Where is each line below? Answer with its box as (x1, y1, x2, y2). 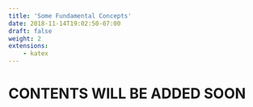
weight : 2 (8, 34, 42, 43)
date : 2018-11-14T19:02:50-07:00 (8, 19, 121, 28)
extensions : (8, 42, 48, 50)
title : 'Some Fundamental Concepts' (8, 11, 132, 20)
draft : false (8, 27, 53, 35)
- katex (23, 49, 48, 58)
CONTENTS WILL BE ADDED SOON (8, 84, 247, 103)
